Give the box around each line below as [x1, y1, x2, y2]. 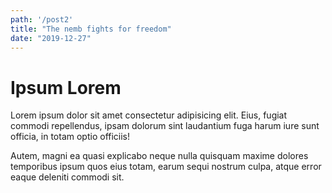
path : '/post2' [10, 14, 74, 25]
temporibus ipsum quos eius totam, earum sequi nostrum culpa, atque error [10, 161, 322, 173]
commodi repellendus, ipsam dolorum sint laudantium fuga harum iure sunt [10, 120, 320, 132]
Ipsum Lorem [10, 76, 122, 99]
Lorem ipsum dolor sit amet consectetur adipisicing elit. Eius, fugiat [10, 109, 288, 121]
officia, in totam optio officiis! [10, 131, 131, 143]
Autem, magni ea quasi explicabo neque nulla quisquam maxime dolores [10, 150, 309, 162]
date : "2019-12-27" [10, 33, 92, 43]
